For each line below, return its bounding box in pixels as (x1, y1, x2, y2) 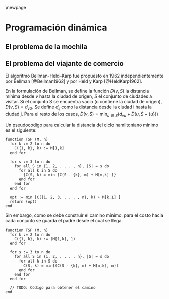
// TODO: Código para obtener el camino (10, 285, 96, 290)
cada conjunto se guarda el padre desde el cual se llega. (5, 217, 123, 223)
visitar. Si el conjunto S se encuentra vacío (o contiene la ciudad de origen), (5, 99, 162, 105)
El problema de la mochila (5, 42, 87, 51)
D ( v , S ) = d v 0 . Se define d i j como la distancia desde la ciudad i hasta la (5, 104, 152, 111)
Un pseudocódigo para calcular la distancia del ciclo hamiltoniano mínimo (5, 122, 159, 128)
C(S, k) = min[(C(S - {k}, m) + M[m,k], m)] (23, 263, 119, 268)
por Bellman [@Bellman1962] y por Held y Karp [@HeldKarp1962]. (5, 78, 143, 84)
